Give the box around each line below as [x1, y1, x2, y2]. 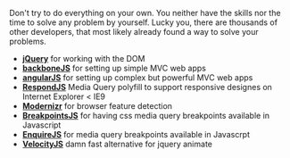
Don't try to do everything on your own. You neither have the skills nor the [9, 8, 281, 18]
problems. [9, 36, 46, 46]
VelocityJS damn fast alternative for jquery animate [21, 138, 212, 149]
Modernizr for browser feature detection [21, 101, 172, 111]
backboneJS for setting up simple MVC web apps [21, 62, 207, 73]
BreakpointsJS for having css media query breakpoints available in [21, 111, 270, 121]
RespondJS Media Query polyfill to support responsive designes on [21, 82, 272, 92]
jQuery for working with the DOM [21, 54, 145, 63]
